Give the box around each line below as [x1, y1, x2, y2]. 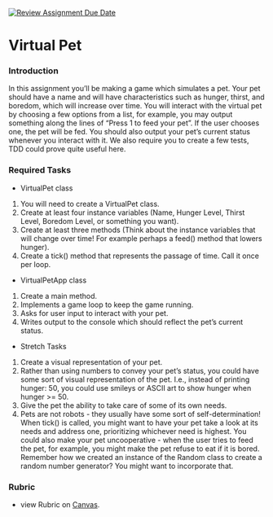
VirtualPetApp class [20, 275, 87, 285]
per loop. [20, 259, 51, 269]
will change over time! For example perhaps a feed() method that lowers [20, 233, 262, 243]
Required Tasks [8, 164, 72, 176]
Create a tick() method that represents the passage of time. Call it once [20, 251, 259, 261]
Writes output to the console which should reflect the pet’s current [20, 317, 244, 326]
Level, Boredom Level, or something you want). [20, 216, 179, 226]
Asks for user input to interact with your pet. [20, 308, 169, 318]
